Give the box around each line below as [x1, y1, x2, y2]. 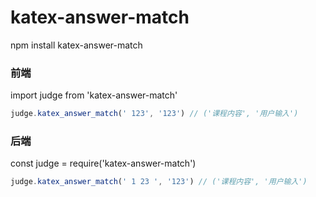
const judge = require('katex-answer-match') [10, 157, 197, 170]
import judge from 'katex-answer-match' [10, 89, 178, 101]
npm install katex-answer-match [10, 39, 143, 51]
